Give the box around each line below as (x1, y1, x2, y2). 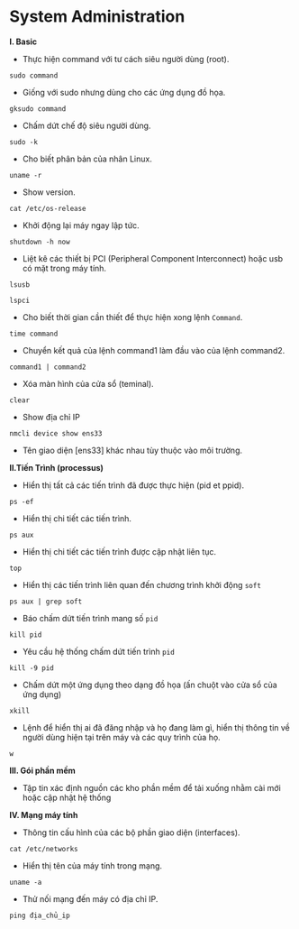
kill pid (9, 630, 42, 639)
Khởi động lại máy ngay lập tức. (22, 219, 140, 231)
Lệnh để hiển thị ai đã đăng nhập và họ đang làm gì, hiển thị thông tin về (22, 722, 291, 732)
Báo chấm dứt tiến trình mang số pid (22, 612, 159, 623)
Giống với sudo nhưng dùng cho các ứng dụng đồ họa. (22, 87, 226, 97)
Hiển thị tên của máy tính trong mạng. (22, 860, 163, 871)
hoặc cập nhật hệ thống (22, 792, 112, 803)
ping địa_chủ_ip (9, 911, 70, 920)
